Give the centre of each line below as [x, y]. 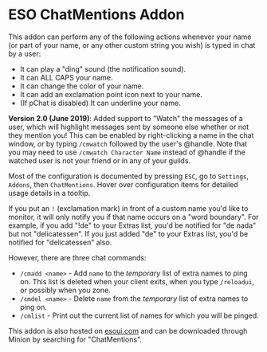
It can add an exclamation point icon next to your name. [111, 94]
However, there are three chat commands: [77, 257]
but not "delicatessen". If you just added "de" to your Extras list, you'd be [128, 233]
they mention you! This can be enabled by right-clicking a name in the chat [131, 135]
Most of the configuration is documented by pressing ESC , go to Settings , [129, 176]
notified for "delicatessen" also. [60, 242]
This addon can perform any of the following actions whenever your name [130, 37]
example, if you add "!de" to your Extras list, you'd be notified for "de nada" [132, 225]
